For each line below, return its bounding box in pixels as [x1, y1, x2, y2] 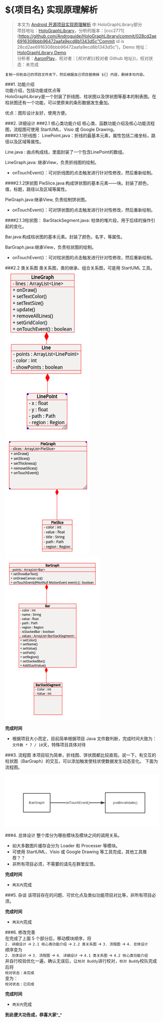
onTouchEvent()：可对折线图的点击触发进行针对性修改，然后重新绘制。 [12, 169, 155, 176]
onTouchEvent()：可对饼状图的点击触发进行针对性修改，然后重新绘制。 [12, 207, 155, 213]
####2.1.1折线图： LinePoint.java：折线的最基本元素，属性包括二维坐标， [5, 132, 151, 138]
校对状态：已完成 [5, 982, 35, 987]
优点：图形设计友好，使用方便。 [5, 110, 69, 116]
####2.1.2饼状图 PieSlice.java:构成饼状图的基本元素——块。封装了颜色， [5, 180, 151, 186]
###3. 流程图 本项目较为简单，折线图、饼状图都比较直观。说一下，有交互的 [5, 752, 156, 758]
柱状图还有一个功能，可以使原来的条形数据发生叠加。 [5, 100, 112, 105]
